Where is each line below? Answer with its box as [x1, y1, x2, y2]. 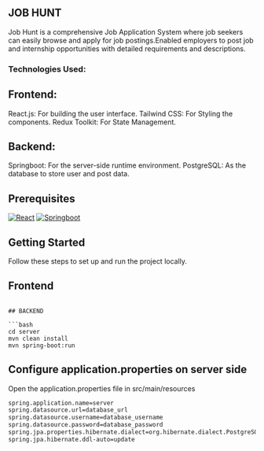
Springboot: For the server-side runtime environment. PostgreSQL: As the [8, 161, 246, 170]
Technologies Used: [8, 63, 86, 74]
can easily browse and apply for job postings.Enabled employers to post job [8, 35, 254, 45]
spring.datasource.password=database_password [8, 421, 163, 429]
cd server [8, 327, 41, 335]
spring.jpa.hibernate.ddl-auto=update [8, 435, 135, 443]
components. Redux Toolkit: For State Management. [8, 117, 177, 127]
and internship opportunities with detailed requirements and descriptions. [8, 43, 246, 54]
